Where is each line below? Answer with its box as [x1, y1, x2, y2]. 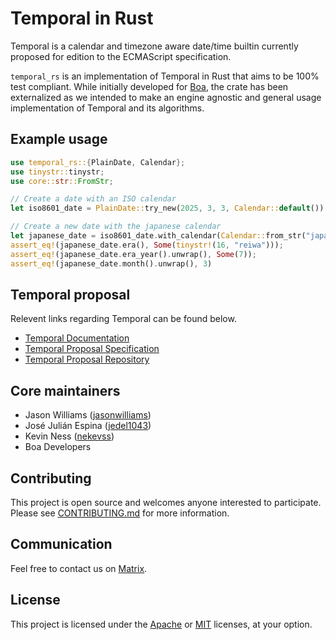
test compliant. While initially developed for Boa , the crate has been [10, 80, 289, 92]
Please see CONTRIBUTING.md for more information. [10, 507, 230, 519]
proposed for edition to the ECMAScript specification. [10, 50, 232, 62]
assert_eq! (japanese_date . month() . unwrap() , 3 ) [10, 258, 213, 269]
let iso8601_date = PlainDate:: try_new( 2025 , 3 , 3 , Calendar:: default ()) [10, 203, 325, 214]
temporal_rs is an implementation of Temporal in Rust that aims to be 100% [10, 70, 320, 82]
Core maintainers [10, 382, 121, 399]
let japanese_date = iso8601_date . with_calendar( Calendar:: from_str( [10, 231, 307, 241]
